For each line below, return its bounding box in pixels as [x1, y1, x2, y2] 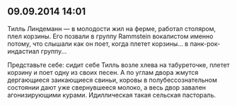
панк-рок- [190, 39, 221, 48]
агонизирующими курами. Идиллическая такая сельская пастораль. [7, 90, 216, 99]
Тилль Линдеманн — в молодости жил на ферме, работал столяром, [7, 24, 216, 33]
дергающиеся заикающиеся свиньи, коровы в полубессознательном [7, 76, 217, 84]
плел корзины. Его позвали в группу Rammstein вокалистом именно [7, 32, 214, 40]
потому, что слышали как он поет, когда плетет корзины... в [7, 39, 189, 48]
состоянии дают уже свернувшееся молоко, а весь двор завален [7, 83, 207, 91]
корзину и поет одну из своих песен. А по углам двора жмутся [7, 68, 199, 76]
